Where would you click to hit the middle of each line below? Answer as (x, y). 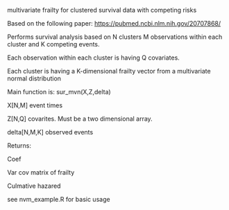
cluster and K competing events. (53, 44)
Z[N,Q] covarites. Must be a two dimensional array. (80, 119)
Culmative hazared (34, 186)
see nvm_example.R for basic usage (59, 199)
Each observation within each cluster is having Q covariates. (94, 58)
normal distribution (34, 78)
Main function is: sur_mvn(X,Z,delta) (59, 92)
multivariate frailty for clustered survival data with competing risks (102, 10)
